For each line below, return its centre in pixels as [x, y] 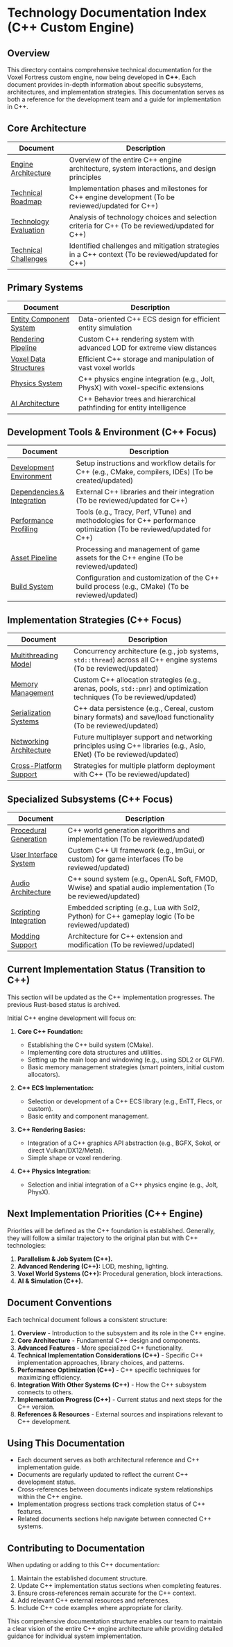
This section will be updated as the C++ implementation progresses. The [111, 997]
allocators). [44, 1074]
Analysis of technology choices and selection [143, 217]
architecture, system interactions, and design [143, 168]
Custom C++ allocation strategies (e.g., [137, 680]
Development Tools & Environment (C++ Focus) [112, 432]
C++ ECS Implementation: [55, 1087]
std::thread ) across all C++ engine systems [146, 660]
